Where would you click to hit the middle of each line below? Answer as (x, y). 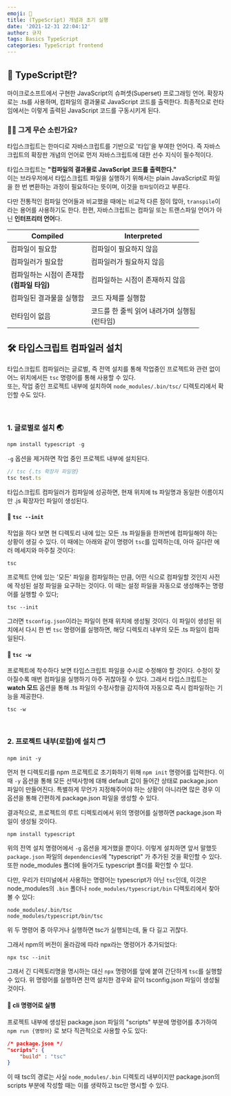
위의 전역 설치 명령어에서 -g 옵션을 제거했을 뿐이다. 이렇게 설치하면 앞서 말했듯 (112, 848)
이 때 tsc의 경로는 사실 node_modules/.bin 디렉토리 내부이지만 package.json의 (114, 1077)
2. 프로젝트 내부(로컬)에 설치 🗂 (56, 742)
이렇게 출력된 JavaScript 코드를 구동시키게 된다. (96, 110)
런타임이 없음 (31, 316)
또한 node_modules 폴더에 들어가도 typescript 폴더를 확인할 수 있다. (100, 865)
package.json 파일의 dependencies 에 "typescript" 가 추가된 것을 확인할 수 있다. (114, 856)
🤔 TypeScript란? (42, 75)
